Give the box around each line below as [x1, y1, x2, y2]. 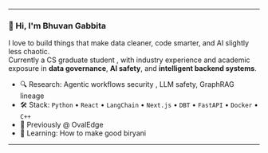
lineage [19, 91, 45, 100]
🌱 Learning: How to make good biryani [19, 128, 146, 138]
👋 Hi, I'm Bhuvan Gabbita [8, 20, 106, 31]
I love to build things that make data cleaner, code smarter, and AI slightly [8, 38, 250, 48]
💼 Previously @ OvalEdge [19, 120, 104, 130]
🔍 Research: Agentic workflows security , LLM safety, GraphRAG [19, 80, 235, 89]
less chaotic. [8, 47, 50, 57]
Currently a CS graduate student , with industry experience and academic [8, 55, 250, 65]
